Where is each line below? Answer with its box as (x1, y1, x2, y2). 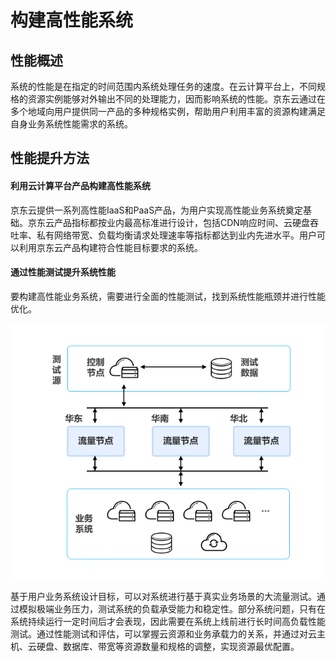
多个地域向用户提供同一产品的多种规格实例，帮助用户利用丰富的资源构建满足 (10, 106, 326, 117)
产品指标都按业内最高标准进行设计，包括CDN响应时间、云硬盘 (53, 216, 310, 228)
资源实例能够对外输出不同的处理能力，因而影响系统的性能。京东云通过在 (27, 93, 326, 105)
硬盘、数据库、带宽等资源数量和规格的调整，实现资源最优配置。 (36, 640, 300, 652)
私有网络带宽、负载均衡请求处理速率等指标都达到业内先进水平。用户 (36, 229, 317, 241)
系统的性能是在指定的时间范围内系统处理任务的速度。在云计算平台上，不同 (10, 81, 317, 92)
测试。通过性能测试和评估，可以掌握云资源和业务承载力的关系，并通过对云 (10, 627, 317, 640)
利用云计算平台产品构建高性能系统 (10, 179, 151, 191)
